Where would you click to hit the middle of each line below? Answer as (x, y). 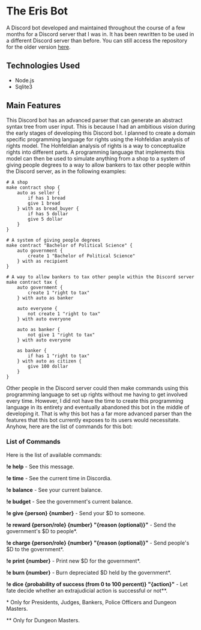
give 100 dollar (48, 366)
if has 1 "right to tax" (59, 356)
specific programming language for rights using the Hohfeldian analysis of (98, 139)
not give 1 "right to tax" (61, 335)
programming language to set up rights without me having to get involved (97, 394)
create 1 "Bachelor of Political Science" (82, 256)
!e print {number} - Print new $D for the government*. (73, 561)
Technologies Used (43, 66)
